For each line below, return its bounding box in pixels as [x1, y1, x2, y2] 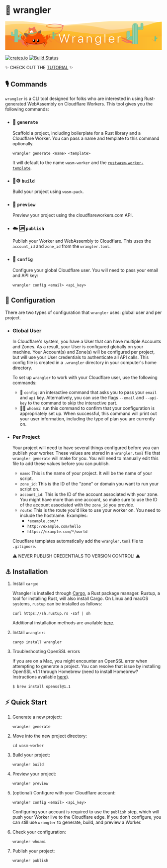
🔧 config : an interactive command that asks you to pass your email [19, 389, 157, 395]
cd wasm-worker [12, 743, 44, 748]
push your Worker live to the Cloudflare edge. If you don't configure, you [12, 814, 162, 820]
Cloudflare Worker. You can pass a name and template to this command [12, 135, 160, 141]
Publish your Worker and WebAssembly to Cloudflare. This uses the [12, 238, 152, 244]
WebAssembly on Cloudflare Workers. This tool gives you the [27, 101, 153, 107]
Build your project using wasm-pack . [12, 189, 84, 194]
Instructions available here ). [12, 674, 70, 679]
